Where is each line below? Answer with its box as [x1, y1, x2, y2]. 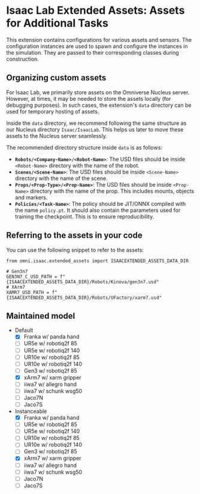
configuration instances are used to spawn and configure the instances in [6, 43, 188, 50]
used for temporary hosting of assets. [6, 107, 99, 115]
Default [14, 327, 34, 334]
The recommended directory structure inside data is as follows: [6, 143, 163, 151]
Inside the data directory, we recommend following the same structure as [6, 119, 187, 127]
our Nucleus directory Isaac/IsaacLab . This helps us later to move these [6, 125, 184, 133]
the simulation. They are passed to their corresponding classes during [6, 49, 180, 56]
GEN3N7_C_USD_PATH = [6, 274, 58, 280]
